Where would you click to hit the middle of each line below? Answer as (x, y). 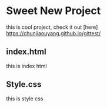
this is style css (25, 99)
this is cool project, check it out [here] (52, 27)
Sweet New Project (53, 11)
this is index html (26, 66)
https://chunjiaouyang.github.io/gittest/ (53, 33)
